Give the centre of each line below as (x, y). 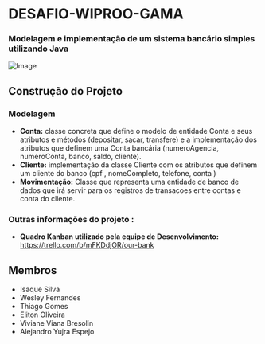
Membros (33, 270)
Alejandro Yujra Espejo (57, 332)
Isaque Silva (40, 289)
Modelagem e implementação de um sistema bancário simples (132, 39)
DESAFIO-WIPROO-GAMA (96, 14)
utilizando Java (39, 49)
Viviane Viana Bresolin (57, 323)
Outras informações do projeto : (71, 220)
